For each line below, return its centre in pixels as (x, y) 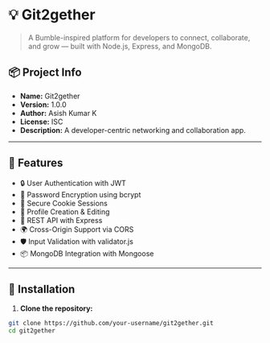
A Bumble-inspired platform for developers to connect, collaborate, (139, 37)
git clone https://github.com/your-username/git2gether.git (111, 324)
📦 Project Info (45, 73)
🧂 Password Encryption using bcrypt (80, 194)
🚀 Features (36, 163)
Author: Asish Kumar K (58, 113)
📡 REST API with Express (61, 220)
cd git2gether (32, 331)
